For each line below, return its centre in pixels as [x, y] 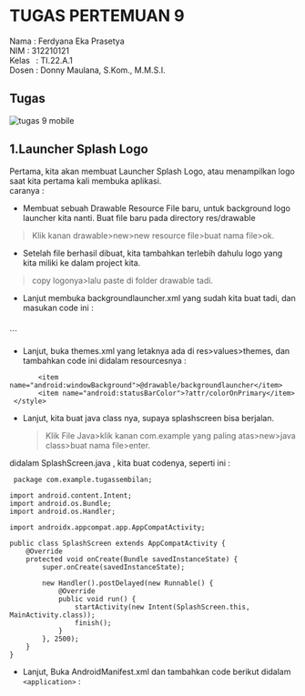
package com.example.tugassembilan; [83, 479]
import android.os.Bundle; [61, 503]
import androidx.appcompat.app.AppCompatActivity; [107, 527]
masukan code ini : [58, 308]
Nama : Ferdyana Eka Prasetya [67, 41]
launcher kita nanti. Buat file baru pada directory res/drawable [139, 217]
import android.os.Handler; [63, 511]
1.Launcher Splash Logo [79, 150]
